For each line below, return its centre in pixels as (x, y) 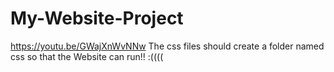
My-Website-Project (97, 18)
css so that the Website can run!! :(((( (87, 56)
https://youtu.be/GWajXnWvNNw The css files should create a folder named (167, 46)
